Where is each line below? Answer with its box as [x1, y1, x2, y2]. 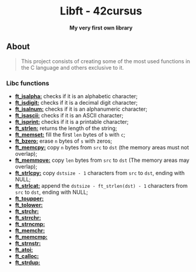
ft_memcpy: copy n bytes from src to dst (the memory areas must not [14, 144, 189, 151]
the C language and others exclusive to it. [20, 64, 124, 71]
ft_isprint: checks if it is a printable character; [14, 119, 129, 126]
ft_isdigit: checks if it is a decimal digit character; [14, 99, 138, 107]
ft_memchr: [14, 227, 45, 234]
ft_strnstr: [14, 240, 41, 247]
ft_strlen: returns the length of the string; [14, 125, 117, 132]
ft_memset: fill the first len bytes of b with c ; [14, 131, 126, 138]
